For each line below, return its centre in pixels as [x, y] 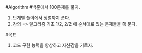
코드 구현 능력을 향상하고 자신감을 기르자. [53, 45]
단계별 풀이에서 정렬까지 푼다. [42, 18]
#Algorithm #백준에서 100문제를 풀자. [43, 7]
